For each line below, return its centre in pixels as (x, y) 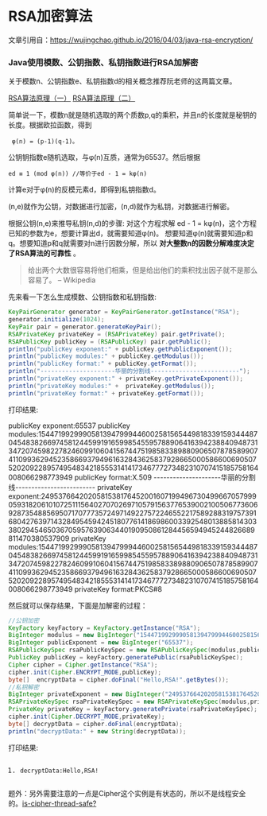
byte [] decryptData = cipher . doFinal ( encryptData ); (95, 724)
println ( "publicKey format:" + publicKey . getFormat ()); (103, 364)
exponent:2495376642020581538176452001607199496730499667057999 (132, 496)
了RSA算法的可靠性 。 (44, 253)
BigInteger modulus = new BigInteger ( (72, 635)
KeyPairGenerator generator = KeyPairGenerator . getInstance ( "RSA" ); (124, 312)
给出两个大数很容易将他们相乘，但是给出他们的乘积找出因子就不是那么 (143, 270)
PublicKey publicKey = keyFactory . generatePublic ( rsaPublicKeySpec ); (126, 658)
